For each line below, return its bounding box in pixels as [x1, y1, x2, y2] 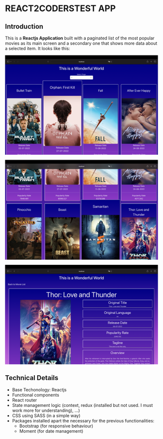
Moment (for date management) [19, 428, 83, 434]
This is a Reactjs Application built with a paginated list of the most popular [5, 35, 155, 41]
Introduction [5, 22, 44, 31]
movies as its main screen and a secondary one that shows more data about [5, 40, 158, 46]
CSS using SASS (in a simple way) [12, 412, 81, 419]
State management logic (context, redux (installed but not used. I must [12, 402, 153, 408]
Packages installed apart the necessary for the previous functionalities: [12, 418, 154, 423]
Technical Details [5, 374, 59, 382]
